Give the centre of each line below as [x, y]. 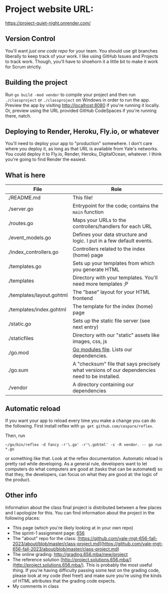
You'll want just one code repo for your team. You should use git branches [81, 50]
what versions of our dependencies [114, 370]
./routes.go [20, 223]
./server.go [20, 209]
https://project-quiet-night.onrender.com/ [48, 23]
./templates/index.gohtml [37, 309]
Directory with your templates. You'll [115, 277]
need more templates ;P [100, 284]
